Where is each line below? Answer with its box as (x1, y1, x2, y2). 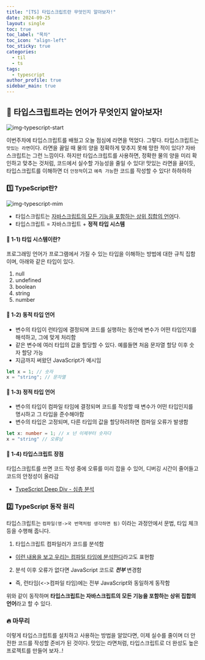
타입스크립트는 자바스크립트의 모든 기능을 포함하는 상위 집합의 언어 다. (15, 212, 181, 220)
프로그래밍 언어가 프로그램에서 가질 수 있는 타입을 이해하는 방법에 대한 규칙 (6, 250, 185, 258)
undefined (15, 277, 42, 284)
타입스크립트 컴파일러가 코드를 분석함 (15, 540, 104, 547)
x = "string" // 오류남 (6, 436, 63, 443)
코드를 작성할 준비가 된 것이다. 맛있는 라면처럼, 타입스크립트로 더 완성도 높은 (17, 639, 199, 647)
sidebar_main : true (6, 83, 56, 89)
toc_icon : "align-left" (6, 37, 67, 43)
